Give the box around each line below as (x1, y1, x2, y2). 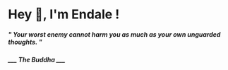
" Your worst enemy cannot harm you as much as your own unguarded (8, 30, 221, 38)
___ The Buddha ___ (8, 56, 66, 64)
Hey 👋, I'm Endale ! (8, 6, 120, 23)
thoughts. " (8, 37, 42, 46)
